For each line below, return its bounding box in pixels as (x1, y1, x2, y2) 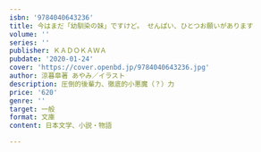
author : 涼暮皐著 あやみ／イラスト (9, 72, 125, 80)
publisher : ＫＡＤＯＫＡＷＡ (9, 46, 107, 55)
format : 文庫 (9, 113, 55, 122)
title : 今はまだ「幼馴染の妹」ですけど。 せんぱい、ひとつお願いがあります (9, 21, 254, 30)
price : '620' (9, 88, 58, 97)
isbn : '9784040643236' (9, 13, 94, 22)
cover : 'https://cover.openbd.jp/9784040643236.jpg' (9, 63, 210, 72)
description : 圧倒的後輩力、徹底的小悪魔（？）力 (9, 80, 175, 89)
